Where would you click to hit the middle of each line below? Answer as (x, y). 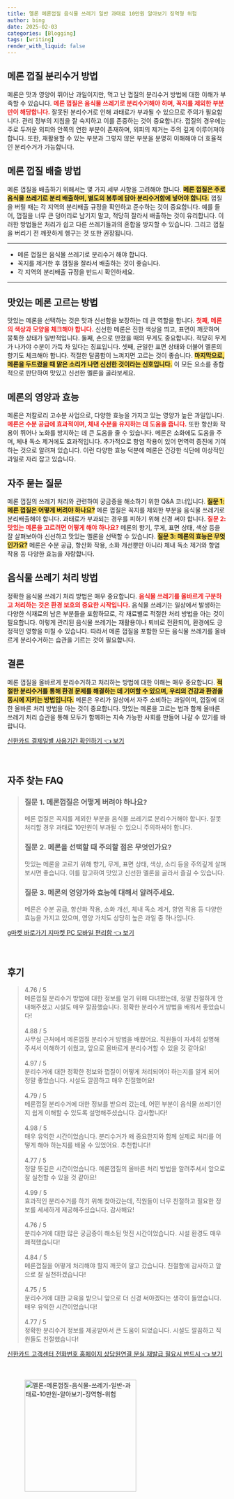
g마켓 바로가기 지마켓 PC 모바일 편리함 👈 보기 (71, 932)
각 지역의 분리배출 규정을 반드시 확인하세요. (76, 272)
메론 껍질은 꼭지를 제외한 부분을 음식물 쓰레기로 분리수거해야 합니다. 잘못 (123, 819)
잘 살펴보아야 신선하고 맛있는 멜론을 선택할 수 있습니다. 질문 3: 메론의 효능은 (110, 536)
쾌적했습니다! (42, 1242)
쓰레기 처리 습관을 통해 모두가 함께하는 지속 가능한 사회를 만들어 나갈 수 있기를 (113, 717)
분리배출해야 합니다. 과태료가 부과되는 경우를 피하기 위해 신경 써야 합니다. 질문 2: (117, 519)
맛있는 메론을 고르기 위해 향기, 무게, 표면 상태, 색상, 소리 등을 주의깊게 (119, 863)
